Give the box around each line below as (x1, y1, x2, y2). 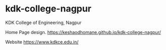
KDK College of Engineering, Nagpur (5, 19, 82, 25)
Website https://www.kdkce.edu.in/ (5, 38, 79, 45)
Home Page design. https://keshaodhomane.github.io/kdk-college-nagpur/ (5, 29, 161, 35)
